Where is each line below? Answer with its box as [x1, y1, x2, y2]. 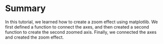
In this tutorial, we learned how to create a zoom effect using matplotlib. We [5, 19, 158, 25]
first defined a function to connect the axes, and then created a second [5, 24, 149, 29]
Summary [5, 3, 46, 14]
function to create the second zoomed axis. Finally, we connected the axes [5, 29, 157, 35]
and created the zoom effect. [5, 34, 64, 40]
